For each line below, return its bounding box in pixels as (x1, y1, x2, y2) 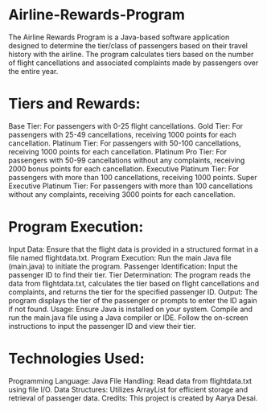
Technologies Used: (8, 350, 145, 368)
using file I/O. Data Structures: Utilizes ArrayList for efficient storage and (8, 384, 248, 394)
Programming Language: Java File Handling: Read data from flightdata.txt (8, 376, 252, 385)
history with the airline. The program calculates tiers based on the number (8, 49, 254, 59)
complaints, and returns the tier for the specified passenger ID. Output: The (8, 287, 258, 297)
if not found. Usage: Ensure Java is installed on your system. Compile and (8, 304, 253, 314)
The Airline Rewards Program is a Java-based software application (8, 32, 230, 42)
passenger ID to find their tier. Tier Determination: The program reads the (8, 269, 251, 279)
